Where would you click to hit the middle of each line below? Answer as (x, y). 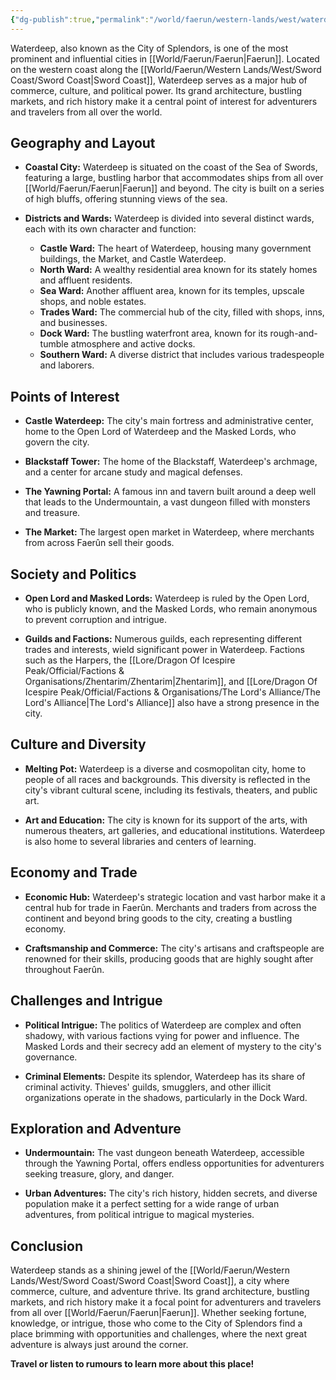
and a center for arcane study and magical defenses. (133, 472)
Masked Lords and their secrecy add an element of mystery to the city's (173, 1046)
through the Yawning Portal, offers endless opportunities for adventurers (174, 1163)
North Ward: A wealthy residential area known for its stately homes (178, 270)
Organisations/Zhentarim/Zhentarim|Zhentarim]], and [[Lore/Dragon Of (171, 682)
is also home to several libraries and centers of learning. (140, 841)
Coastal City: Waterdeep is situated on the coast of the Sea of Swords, (171, 167)
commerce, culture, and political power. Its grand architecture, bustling (156, 90)
